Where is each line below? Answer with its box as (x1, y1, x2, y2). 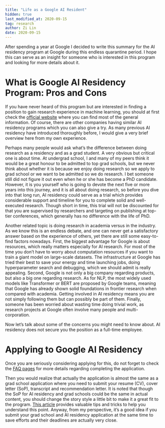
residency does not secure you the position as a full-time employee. (5, 327, 143, 333)
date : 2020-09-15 (5, 30, 41, 35)
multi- (126, 306, 138, 312)
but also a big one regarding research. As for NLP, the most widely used (5, 275, 151, 281)
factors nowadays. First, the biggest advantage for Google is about (14, 238, 150, 244)
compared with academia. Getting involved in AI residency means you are (5, 291, 155, 297)
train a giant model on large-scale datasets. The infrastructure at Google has (5, 254, 161, 260)
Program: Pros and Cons (5, 87, 107, 99)
